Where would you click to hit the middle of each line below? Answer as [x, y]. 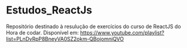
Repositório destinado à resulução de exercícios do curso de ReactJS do [93, 26]
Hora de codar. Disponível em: [42, 32]
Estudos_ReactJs [49, 10]
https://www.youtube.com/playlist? [122, 32]
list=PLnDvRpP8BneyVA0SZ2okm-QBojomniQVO [65, 39]
